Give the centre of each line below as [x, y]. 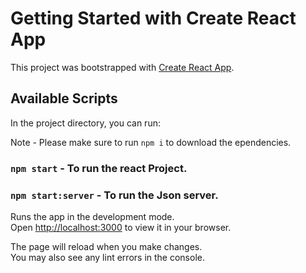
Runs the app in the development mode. [92, 216]
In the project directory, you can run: [85, 123]
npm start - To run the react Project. [99, 168]
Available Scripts [64, 98]
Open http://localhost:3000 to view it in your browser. [121, 227]
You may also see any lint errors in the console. [107, 257]
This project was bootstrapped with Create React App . [122, 67]
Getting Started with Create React [153, 18]
